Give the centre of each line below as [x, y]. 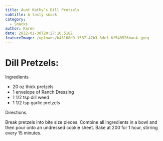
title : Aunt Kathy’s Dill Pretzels [42, 10]
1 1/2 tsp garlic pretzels [36, 102]
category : [16, 19]
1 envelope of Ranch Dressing [43, 92]
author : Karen [20, 29]
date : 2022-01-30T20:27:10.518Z [39, 33]
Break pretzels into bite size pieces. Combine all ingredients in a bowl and [81, 122]
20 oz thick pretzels [33, 87]
